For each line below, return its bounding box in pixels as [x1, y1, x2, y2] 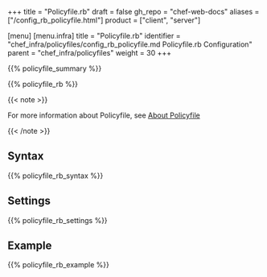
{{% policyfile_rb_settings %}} [7, 215, 108, 225]
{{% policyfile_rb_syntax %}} [7, 171, 104, 180]
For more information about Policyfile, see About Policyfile [7, 110, 200, 120]
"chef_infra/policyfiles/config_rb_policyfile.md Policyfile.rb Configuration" [7, 39, 253, 49]
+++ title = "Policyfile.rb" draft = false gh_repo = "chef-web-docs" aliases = [7, 7, 260, 16]
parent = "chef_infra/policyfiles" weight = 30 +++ [7, 48, 172, 57]
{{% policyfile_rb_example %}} [7, 260, 109, 270]
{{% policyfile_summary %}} [7, 64, 102, 73]
